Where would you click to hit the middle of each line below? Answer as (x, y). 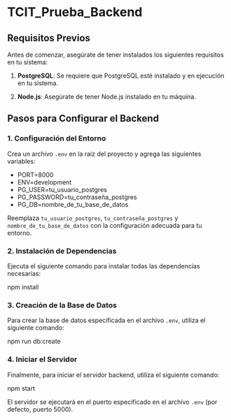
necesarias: (24, 273)
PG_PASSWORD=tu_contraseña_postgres (77, 197)
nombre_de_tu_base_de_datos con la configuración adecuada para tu (105, 225)
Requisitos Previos (49, 38)
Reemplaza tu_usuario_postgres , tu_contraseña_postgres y (93, 218)
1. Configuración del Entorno (57, 138)
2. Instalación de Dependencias (62, 251)
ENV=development (44, 182)
